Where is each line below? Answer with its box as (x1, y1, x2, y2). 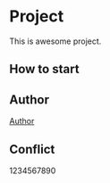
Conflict (9, 141, 55, 157)
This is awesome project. (9, 36, 102, 46)
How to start (9, 62, 80, 77)
